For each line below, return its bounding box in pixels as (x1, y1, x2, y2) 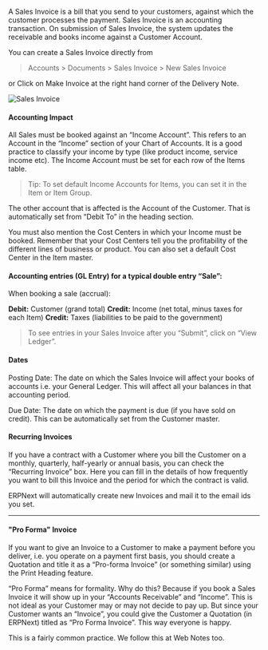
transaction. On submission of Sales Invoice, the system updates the (8, 24, 234, 33)
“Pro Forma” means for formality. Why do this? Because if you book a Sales (8, 584, 256, 593)
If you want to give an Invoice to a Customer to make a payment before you (8, 543, 255, 553)
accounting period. (8, 390, 71, 399)
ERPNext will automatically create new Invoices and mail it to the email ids (8, 490, 251, 500)
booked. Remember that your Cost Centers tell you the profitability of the (8, 236, 248, 246)
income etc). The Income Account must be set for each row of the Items (8, 156, 246, 165)
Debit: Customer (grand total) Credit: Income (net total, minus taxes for (8, 304, 243, 314)
